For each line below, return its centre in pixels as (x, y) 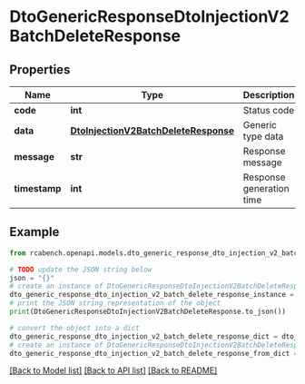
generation (266, 188)
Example (34, 232)
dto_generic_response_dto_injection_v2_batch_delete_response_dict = (144, 336)
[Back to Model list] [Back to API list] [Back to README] (113, 370)
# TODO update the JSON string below (81, 270)
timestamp (38, 188)
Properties (40, 69)
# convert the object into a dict (75, 328)
